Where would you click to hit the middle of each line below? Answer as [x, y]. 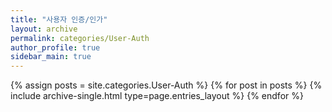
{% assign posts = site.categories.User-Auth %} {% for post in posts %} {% [166, 85]
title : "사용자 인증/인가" [59, 19]
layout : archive [44, 29]
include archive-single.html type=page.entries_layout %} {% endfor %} [157, 96]
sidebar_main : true [51, 57]
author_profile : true [55, 47]
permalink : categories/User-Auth [80, 38]
